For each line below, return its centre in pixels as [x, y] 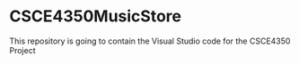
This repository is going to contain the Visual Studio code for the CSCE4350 [150, 41]
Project [22, 50]
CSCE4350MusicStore [96, 16]
